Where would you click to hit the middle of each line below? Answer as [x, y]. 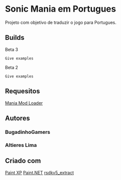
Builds [15, 38]
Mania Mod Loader [24, 103]
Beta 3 [12, 49]
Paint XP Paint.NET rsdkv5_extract [39, 172]
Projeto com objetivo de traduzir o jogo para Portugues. [61, 22]
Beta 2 [12, 67]
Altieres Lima [21, 145]
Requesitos [23, 91]
